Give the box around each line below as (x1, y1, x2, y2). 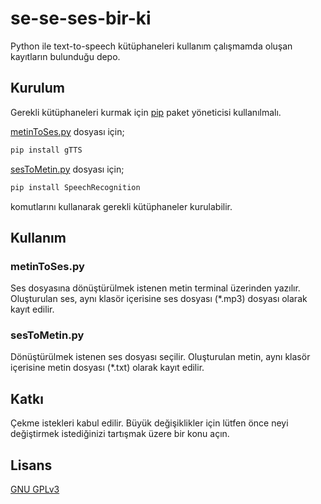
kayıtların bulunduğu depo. (10, 50, 121, 62)
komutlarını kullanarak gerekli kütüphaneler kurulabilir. (10, 200, 233, 212)
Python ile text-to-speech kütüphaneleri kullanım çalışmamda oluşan (10, 40, 293, 52)
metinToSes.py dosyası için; (10, 125, 125, 137)
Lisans (10, 457, 53, 474)
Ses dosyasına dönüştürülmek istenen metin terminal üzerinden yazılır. (10, 282, 301, 294)
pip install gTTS (10, 145, 83, 155)
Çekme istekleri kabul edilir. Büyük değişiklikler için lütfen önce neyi (10, 417, 289, 429)
